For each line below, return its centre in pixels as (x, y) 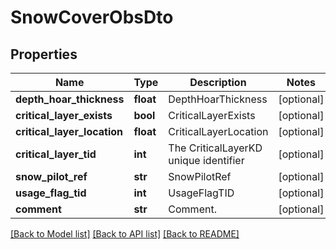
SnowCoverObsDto (92, 17)
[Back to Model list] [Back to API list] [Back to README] (125, 234)
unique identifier (206, 160)
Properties (44, 54)
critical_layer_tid (56, 154)
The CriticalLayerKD (215, 148)
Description (218, 82)
